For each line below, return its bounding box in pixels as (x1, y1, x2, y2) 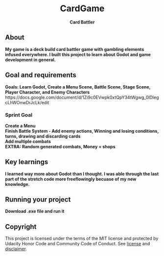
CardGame (60, 3, 105, 14)
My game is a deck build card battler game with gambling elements (5, 46, 144, 52)
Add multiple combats (5, 138, 51, 144)
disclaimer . (5, 246, 27, 252)
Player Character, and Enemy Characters (5, 89, 90, 95)
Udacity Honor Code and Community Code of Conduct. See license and (5, 241, 150, 247)
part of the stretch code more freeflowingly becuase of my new (5, 176, 137, 182)
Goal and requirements (5, 71, 77, 79)
